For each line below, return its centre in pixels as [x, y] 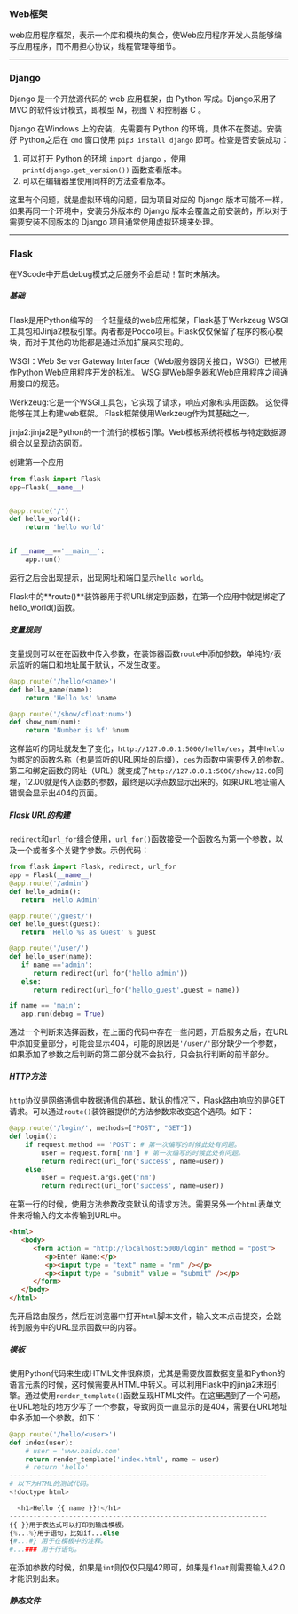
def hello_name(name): [51, 690]
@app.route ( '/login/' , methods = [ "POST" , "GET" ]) [101, 1128]
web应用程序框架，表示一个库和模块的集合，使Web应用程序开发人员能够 [142, 35]
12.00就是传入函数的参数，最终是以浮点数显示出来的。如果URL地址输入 [155, 782]
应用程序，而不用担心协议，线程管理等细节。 [98, 46]
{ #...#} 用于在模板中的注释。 [59, 1541]
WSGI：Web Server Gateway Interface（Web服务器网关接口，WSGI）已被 [145, 360]
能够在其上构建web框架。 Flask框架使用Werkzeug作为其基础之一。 [132, 413]
